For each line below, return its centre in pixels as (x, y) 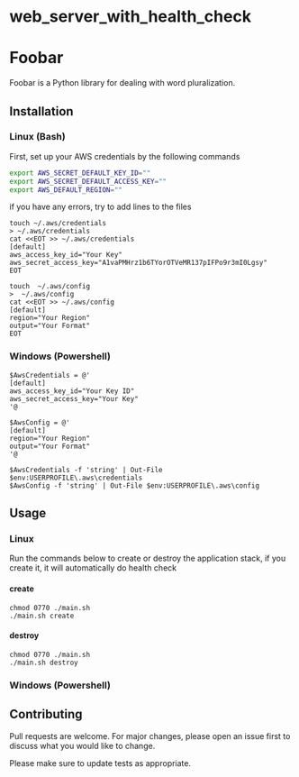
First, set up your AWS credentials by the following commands (125, 156)
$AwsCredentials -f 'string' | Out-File (86, 470)
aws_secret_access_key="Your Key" (74, 398)
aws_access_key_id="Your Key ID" (72, 391)
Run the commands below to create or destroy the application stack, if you (148, 558)
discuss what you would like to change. (82, 745)
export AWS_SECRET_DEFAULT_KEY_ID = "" (80, 173)
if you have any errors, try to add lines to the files (100, 207)
